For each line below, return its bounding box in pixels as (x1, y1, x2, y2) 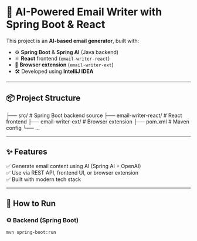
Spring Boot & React (6, 18, 106, 31)
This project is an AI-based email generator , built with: (6, 37, 140, 44)
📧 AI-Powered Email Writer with (6, 5, 162, 19)
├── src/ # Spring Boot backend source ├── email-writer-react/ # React (6, 112, 182, 119)
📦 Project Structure (6, 93, 81, 103)
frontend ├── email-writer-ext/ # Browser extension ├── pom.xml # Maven (6, 118, 189, 125)
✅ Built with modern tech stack (6, 176, 81, 183)
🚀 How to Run (6, 198, 56, 208)
